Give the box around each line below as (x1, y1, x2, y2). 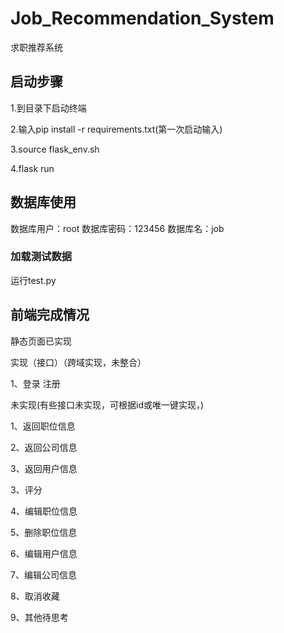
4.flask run (10, 162, 55, 174)
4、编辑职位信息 (10, 505, 78, 517)
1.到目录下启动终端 (10, 102, 87, 114)
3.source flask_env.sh (10, 143, 100, 155)
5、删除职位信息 (10, 526, 78, 538)
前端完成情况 (10, 307, 90, 324)
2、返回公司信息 (10, 441, 78, 453)
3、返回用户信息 (10, 462, 78, 474)
